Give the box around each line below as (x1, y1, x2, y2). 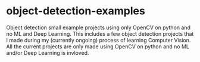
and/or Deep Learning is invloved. (6, 49, 89, 56)
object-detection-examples (6, 4, 146, 18)
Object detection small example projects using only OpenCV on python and (6, 24, 190, 31)
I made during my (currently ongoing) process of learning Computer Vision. (6, 36, 191, 44)
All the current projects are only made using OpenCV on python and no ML (6, 43, 189, 50)
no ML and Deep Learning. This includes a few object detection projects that (6, 30, 194, 37)
